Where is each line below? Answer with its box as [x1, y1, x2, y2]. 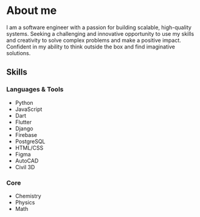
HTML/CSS [15, 144, 44, 152]
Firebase [15, 131, 38, 138]
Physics [15, 198, 35, 206]
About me [6, 4, 57, 18]
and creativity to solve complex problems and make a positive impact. [6, 36, 181, 44]
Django [15, 125, 33, 132]
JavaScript [15, 105, 43, 113]
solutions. [6, 49, 31, 56]
